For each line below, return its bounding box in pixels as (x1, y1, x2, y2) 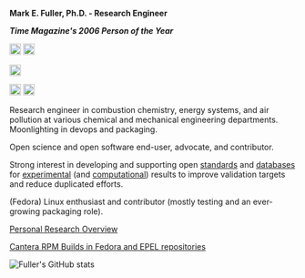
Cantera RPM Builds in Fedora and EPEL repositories (9, 242, 207, 252)
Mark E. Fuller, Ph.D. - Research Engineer (9, 8, 168, 18)
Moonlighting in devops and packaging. (9, 124, 158, 135)
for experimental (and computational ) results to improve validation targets (9, 169, 286, 180)
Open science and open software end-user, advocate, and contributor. (9, 141, 275, 152)
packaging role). (42, 206, 104, 217)
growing (9, 206, 41, 217)
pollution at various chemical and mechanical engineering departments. (9, 114, 279, 125)
